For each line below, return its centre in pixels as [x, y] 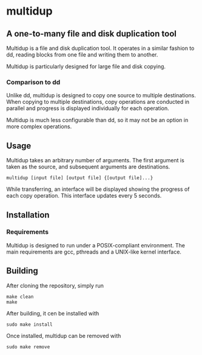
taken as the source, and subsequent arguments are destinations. [88, 167]
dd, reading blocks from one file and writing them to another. [82, 55]
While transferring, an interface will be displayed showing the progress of [98, 189]
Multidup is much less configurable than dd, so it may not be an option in [97, 120]
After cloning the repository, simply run [55, 285]
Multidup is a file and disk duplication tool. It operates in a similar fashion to [100, 48]
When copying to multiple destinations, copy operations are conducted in [98, 102]
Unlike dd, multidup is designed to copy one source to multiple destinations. [101, 95]
